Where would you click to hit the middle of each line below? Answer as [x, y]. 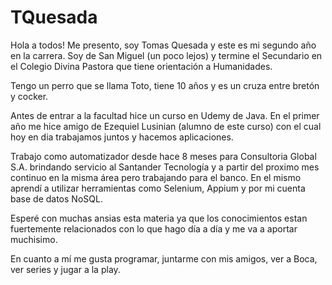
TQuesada [54, 17]
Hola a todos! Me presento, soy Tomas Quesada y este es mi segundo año [163, 45]
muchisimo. [34, 239]
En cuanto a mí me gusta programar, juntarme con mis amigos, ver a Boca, [164, 258]
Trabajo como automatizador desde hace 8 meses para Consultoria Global [163, 156]
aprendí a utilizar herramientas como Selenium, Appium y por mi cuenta [158, 188]
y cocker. [29, 96]
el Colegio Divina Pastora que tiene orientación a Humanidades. [141, 66]
